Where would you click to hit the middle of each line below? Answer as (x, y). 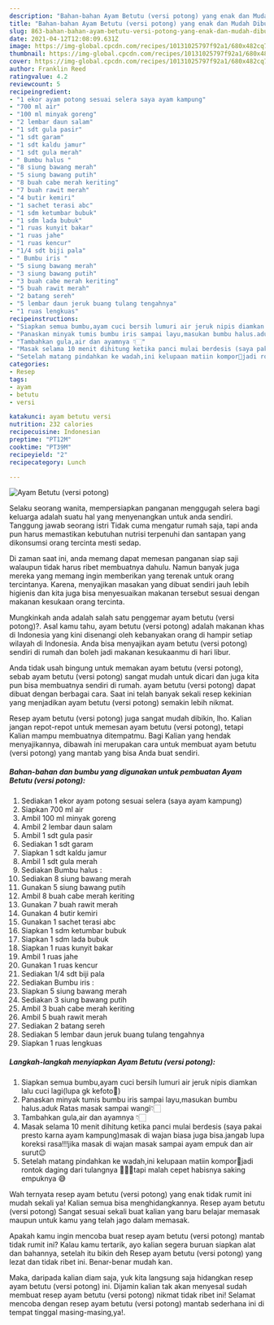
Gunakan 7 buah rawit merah (70, 905)
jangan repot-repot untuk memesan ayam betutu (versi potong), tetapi (126, 727)
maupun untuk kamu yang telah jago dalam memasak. (100, 1220)
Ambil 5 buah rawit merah (64, 1017)
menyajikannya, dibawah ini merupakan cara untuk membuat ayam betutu (133, 744)
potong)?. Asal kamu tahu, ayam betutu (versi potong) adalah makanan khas (137, 626)
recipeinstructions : (44, 318)
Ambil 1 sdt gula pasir (57, 836)
